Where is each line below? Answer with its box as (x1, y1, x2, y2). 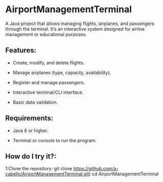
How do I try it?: (5, 152, 57, 161)
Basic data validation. (12, 99, 58, 105)
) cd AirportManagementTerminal (88, 171, 159, 177)
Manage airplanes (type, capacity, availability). (12, 69, 111, 75)
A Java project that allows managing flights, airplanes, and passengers (5, 20, 154, 27)
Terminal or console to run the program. (12, 137, 97, 143)
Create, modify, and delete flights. (12, 60, 84, 66)
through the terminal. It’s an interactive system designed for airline (5, 25, 145, 32)
